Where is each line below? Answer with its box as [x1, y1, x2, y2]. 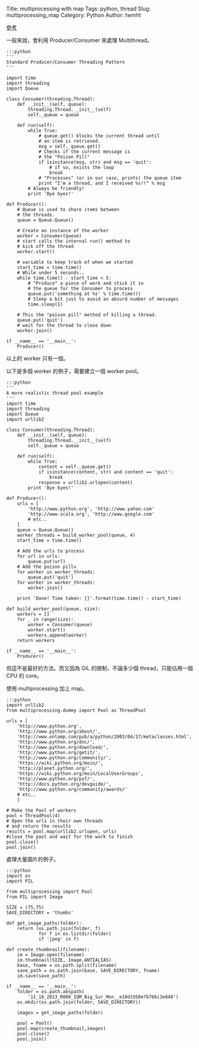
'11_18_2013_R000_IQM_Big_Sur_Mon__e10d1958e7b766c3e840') [28, 994, 179, 1000]
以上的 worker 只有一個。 [6, 355, 69, 362]
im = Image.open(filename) [17, 952, 85, 958]
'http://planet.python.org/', [17, 765, 93, 771]
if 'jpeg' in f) [38, 936, 79, 942]
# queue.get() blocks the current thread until [38, 133, 161, 139]
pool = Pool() [17, 1020, 52, 1026]
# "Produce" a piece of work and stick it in [28, 280, 144, 286]
